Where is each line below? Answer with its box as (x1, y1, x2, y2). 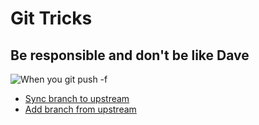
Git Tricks (10, 7, 93, 30)
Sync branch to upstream (24, 93, 130, 104)
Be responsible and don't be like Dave (10, 47, 250, 64)
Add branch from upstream (24, 103, 137, 115)
